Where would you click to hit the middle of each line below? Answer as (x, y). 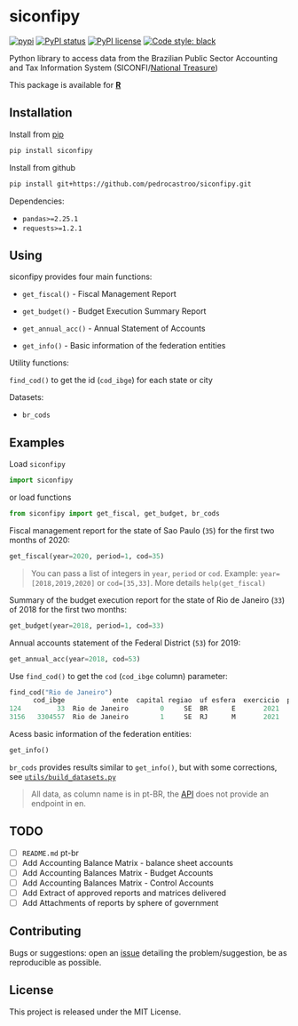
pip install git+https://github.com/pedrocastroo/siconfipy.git (130, 184)
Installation (41, 113)
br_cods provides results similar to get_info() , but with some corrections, (143, 767)
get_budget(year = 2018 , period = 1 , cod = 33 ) (87, 625)
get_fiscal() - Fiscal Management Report (99, 294)
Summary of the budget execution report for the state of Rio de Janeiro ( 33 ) (147, 600)
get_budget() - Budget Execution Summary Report (114, 311)
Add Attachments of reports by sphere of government (120, 903)
